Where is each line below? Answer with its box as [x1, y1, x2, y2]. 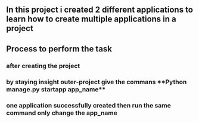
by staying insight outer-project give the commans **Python [6, 78, 187, 86]
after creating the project [6, 61, 80, 70]
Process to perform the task [6, 44, 112, 54]
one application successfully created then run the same [6, 101, 171, 109]
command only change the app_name [6, 109, 118, 117]
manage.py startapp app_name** [6, 85, 106, 93]
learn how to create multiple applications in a [6, 14, 177, 24]
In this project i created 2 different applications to [6, 5, 194, 15]
